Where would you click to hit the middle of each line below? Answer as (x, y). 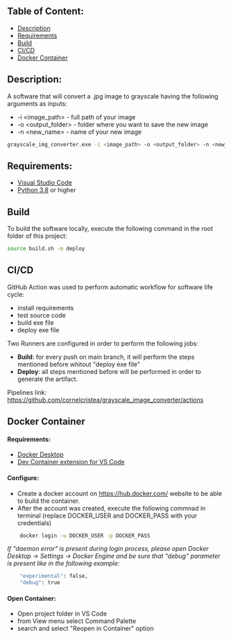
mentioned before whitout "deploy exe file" (79, 364)
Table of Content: (46, 11)
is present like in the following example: (63, 563)
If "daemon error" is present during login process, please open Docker (108, 549)
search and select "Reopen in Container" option (85, 629)
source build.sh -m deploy (46, 249)
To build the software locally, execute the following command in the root (110, 229)
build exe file (35, 323)
